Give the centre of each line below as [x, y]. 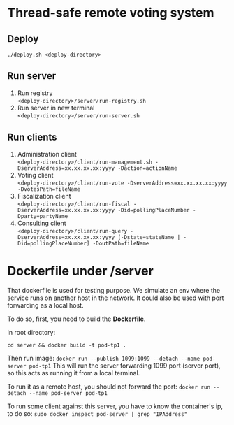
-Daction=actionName [147, 168]
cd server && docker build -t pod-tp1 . [67, 345]
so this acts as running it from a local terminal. [74, 373]
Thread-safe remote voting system [111, 13]
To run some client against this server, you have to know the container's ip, [115, 406]
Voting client [35, 175]
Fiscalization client [44, 196]
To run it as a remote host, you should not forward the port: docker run [109, 387]
